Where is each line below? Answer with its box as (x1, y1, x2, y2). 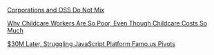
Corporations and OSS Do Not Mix (7, 6, 105, 14)
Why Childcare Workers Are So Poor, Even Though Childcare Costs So (7, 19, 208, 27)
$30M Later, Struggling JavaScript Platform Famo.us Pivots (7, 40, 176, 47)
